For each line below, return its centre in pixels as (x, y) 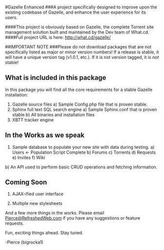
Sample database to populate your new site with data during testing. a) (83, 147)
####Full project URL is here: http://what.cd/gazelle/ (58, 37)
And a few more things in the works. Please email (55, 213)
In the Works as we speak (45, 135)
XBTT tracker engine (33, 120)
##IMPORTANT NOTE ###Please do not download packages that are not (78, 47)
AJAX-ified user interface (38, 194)
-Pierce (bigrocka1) (24, 242)
